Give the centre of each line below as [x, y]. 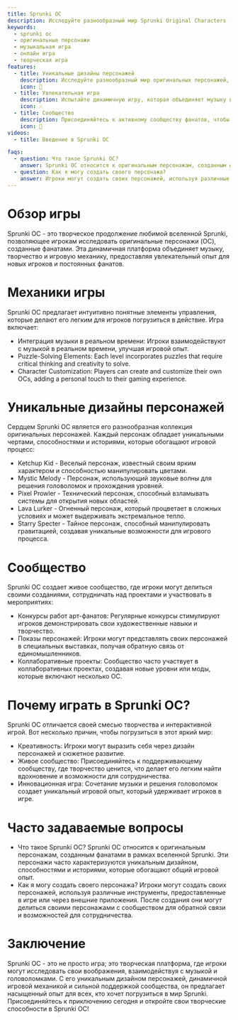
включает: [23, 327]
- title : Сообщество [44, 113]
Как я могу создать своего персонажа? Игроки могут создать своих [122, 885]
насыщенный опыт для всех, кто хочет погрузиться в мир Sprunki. [108, 994]
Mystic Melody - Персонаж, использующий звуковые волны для [115, 478]
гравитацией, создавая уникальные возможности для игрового [114, 531]
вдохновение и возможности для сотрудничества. [94, 776]
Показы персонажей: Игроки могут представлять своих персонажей [123, 639]
